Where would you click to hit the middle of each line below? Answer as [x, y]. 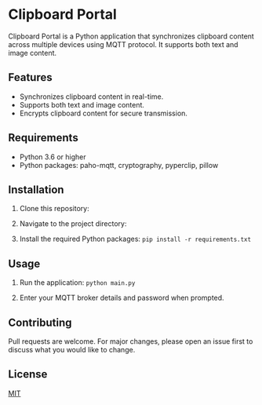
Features [30, 77]
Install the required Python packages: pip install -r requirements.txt [135, 239]
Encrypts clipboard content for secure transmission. [104, 113]
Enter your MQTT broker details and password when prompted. [122, 298]
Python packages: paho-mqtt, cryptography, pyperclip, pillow [119, 165]
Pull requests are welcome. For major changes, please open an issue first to [131, 341]
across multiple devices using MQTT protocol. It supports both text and [123, 44]
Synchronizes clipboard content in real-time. [91, 97]
